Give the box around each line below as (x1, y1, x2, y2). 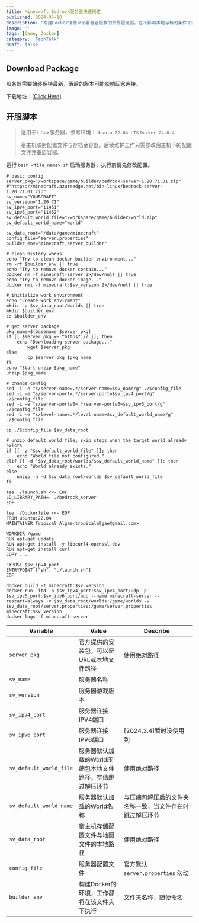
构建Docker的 (78, 880, 117, 888)
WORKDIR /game (6, 531, 41, 537)
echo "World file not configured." (17, 453, 105, 459)
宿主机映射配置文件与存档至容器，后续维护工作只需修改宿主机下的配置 (20, 141, 192, 148)
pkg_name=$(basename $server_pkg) (6, 328, 92, 335)
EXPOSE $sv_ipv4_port (6, 562, 60, 568)
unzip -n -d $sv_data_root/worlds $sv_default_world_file (17, 473, 163, 480)
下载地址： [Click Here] (6, 92, 62, 100)
